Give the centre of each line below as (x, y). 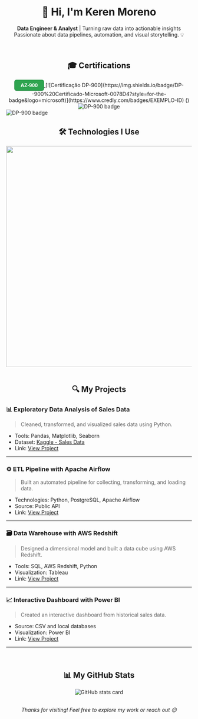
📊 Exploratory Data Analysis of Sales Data (68, 409)
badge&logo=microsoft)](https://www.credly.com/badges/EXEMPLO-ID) (96, 100)
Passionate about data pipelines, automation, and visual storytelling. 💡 (99, 34)
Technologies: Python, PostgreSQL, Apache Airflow (77, 500)
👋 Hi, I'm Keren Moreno (99, 12)
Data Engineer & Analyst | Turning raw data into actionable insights (99, 28)
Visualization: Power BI (42, 632)
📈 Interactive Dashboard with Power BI (63, 599)
